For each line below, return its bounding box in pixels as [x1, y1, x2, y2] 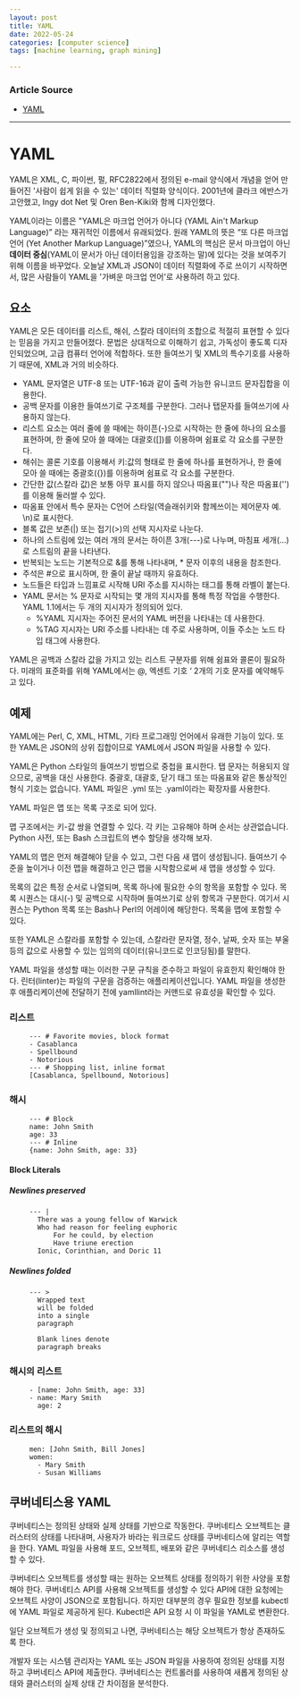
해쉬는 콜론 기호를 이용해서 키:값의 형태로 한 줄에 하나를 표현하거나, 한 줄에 [21, 457, 282, 468]
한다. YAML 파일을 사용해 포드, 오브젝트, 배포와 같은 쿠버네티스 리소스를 [18, 1542, 269, 1553]
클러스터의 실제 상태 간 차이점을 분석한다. [25, 1677, 170, 1688]
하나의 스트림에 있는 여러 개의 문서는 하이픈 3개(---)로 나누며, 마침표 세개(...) [21, 535, 290, 545]
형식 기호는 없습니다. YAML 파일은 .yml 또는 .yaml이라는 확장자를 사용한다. [9, 783, 271, 794]
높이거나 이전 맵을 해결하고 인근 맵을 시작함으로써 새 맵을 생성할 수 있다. [25, 862, 276, 873]
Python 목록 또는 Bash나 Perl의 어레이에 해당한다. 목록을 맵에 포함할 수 [32, 904, 282, 915]
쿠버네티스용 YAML [9, 1495, 112, 1510]
